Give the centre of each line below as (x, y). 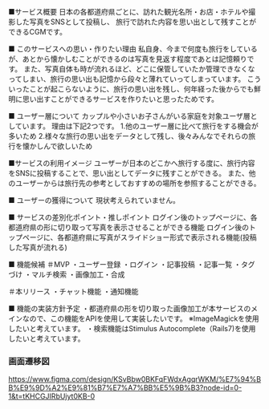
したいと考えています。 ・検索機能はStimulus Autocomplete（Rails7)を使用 (132, 328)
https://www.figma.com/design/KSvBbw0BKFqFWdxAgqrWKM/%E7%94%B (135, 379)
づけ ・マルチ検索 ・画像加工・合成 (67, 274)
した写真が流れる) (38, 247)
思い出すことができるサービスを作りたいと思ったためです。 (120, 99)
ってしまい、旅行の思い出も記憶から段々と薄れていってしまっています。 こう (135, 79)
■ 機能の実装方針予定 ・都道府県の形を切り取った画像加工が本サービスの (130, 308)
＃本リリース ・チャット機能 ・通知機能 (73, 292)
